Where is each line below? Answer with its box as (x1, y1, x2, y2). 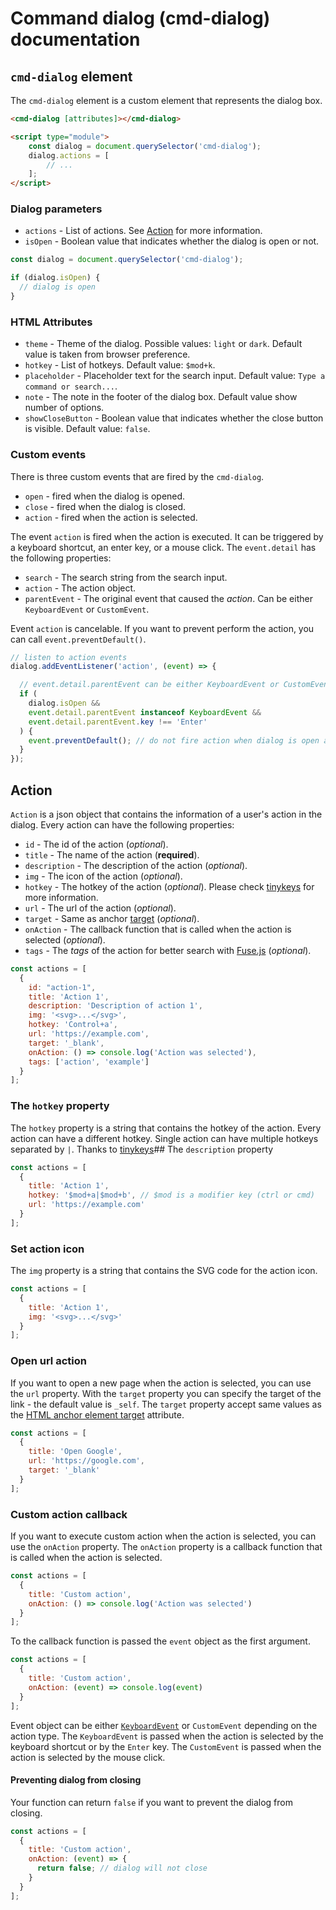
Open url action (10, 1354, 87, 1368)
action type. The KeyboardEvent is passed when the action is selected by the (10, 1730, 324, 1742)
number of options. (24, 402, 105, 414)
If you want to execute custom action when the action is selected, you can (10, 1530, 317, 1542)
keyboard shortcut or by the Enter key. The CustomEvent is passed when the (10, 1740, 322, 1752)
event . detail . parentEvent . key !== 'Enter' (28, 717, 208, 727)
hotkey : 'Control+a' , (28, 1020, 118, 1030)
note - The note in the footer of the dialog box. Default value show (24, 391, 298, 403)
